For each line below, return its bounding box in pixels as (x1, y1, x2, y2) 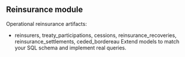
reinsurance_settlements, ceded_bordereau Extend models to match (14, 38, 180, 45)
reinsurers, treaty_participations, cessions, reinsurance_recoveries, (14, 32, 177, 39)
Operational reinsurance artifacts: (6, 20, 87, 27)
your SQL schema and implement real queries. (14, 44, 127, 51)
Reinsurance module (6, 5, 83, 15)
